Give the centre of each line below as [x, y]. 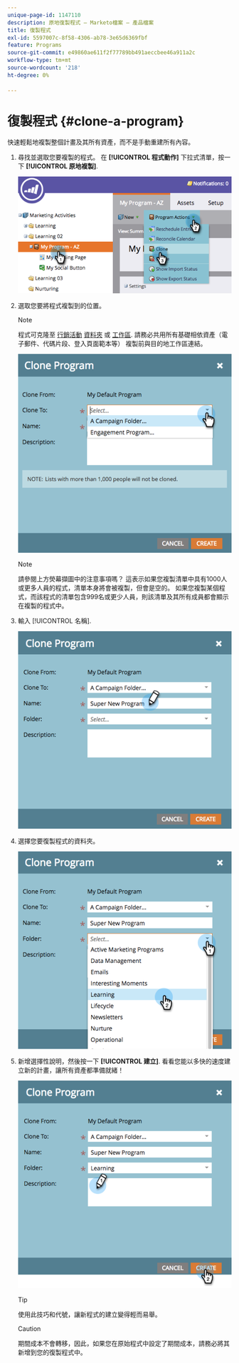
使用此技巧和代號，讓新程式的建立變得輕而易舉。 [89, 1314]
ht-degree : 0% [28, 75]
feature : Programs [34, 45]
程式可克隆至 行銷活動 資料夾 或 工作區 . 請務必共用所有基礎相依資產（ [119, 335]
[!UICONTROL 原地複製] [61, 166]
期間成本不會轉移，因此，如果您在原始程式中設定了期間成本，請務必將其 [123, 1344]
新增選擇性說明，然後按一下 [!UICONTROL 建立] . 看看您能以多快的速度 [121, 1061]
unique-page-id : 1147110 [44, 15]
